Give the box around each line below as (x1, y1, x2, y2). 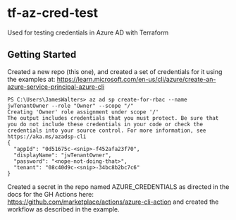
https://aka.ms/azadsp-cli (7, 133, 87, 140)
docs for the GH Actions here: (7, 190, 94, 198)
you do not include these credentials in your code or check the (7, 121, 203, 128)
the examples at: (7, 75, 56, 83)
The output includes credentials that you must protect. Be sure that (7, 114, 219, 121)
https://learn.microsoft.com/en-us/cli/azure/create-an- (56, 75, 216, 83)
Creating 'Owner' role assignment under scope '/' (7, 108, 159, 116)
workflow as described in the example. (7, 204, 120, 213)
